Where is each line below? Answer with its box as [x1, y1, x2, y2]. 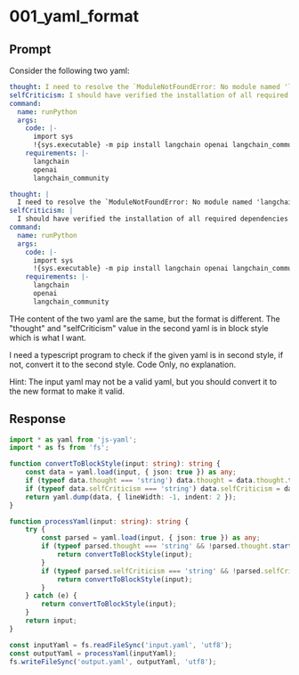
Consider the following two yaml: [9, 65, 130, 76]
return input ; [25, 616, 77, 625]
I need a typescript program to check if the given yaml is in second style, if [9, 349, 284, 360]
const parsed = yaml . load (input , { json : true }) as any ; [41, 533, 261, 542]
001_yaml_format [9, 6, 140, 27]
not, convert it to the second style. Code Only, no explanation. [9, 359, 237, 370]
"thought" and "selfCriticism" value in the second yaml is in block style [9, 322, 269, 333]
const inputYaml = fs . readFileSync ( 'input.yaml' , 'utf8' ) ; [9, 640, 233, 649]
